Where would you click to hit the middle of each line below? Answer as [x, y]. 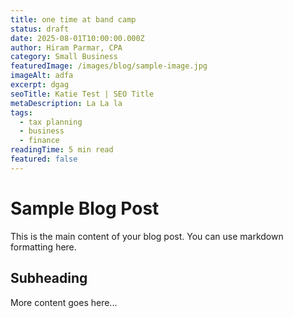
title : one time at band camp [73, 19]
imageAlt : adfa [42, 76]
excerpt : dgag [40, 85]
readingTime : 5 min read [62, 150]
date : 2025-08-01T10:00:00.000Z [77, 38]
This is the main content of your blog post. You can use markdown [147, 236]
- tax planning [51, 122]
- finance [39, 141]
